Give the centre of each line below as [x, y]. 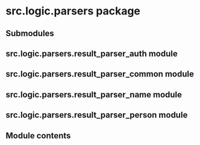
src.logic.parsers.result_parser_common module [100, 74]
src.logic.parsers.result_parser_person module [97, 115]
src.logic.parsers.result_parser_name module [94, 94]
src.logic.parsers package [73, 11]
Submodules [30, 33]
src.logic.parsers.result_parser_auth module [92, 53]
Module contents [38, 136]
